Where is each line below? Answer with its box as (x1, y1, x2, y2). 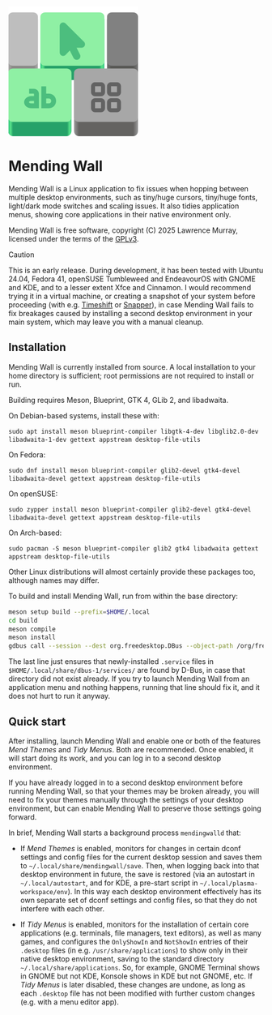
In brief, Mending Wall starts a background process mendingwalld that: (8, 828, 241, 837)
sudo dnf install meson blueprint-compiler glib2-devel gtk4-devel (8, 466, 241, 474)
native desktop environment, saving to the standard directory (19, 953, 224, 963)
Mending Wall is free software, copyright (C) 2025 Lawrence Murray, (8, 225, 239, 235)
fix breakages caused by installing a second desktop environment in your (8, 308, 253, 318)
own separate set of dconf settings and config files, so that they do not (19, 895, 257, 905)
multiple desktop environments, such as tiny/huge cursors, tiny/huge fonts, (8, 192, 258, 202)
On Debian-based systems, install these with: (8, 410, 159, 420)
